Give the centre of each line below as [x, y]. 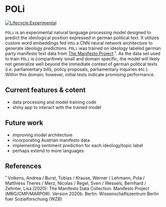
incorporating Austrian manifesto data [51, 140]
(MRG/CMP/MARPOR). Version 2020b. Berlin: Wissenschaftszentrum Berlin [82, 194]
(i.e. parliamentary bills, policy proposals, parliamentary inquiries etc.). [77, 69]
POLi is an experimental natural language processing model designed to [78, 32]
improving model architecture [42, 135]
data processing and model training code [54, 102]
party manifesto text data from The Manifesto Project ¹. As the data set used [83, 53]
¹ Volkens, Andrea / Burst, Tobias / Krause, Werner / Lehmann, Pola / [75, 178]
